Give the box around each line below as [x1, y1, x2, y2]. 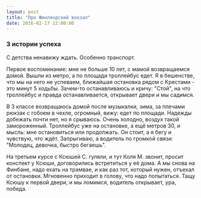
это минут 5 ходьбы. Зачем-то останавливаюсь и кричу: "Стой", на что [6, 85, 191, 92]
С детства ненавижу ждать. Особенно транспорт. [6, 54, 136, 61]
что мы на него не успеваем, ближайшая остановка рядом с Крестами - [6, 78, 195, 85]
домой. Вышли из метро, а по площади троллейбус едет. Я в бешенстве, [6, 72, 195, 79]
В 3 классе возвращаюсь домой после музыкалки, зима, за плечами [6, 103, 185, 110]
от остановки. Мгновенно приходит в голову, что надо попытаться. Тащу [6, 172, 196, 179]
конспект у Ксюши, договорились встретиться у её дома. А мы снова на [6, 159, 196, 167]
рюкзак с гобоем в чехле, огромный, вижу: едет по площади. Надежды [6, 109, 192, 117]
